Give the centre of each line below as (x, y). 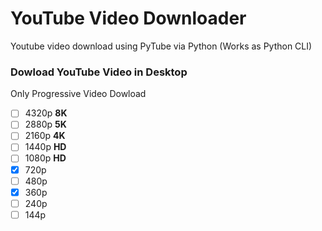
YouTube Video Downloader (128, 18)
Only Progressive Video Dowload (78, 94)
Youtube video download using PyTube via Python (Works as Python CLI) (161, 46)
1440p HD (45, 147)
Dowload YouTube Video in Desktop (99, 72)
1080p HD (45, 158)
